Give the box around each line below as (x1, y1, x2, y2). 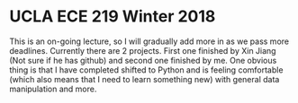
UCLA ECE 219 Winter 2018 (9, 6, 216, 27)
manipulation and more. (9, 83, 97, 94)
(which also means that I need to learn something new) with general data (9, 73, 280, 84)
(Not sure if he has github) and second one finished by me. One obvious (9, 55, 277, 65)
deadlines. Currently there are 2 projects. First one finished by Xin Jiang (9, 45, 276, 56)
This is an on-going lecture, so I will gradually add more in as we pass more (9, 36, 290, 47)
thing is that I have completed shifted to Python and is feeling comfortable (9, 64, 284, 75)
